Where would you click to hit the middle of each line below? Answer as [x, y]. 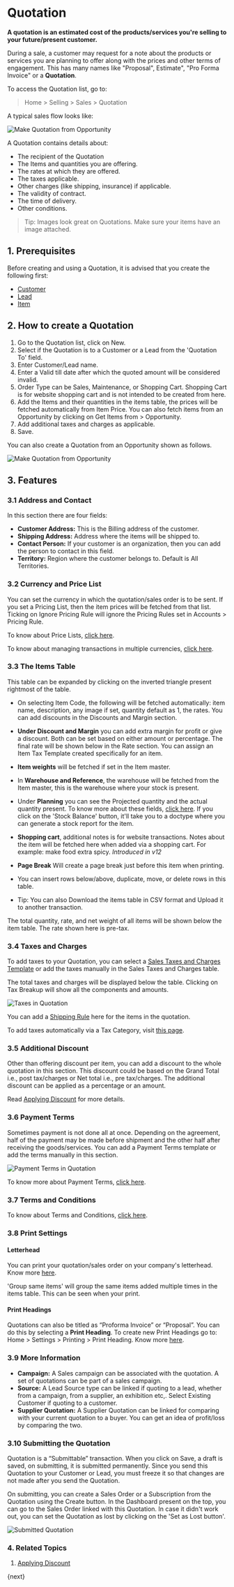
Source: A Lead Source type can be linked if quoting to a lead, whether [119, 1388]
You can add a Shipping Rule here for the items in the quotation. [99, 1017]
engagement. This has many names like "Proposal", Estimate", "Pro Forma [113, 68]
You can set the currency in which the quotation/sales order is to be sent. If [115, 599]
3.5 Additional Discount [48, 1048]
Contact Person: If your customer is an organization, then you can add [119, 544]
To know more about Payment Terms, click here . [77, 1182]
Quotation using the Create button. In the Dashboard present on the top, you [117, 1501]
